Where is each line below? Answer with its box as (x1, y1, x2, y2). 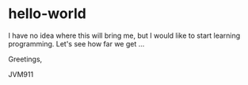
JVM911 (8, 69, 34, 79)
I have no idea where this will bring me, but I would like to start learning (8, 31, 241, 40)
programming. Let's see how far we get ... (8, 39, 145, 48)
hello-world (8, 5, 87, 23)
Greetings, (8, 54, 43, 64)
